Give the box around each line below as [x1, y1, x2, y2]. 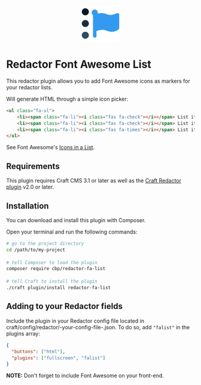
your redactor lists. [6, 83, 53, 91]
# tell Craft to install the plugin [6, 278, 98, 284]
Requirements [6, 161, 60, 171]
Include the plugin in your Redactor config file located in [6, 317, 145, 325]
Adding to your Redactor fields [6, 301, 123, 311]
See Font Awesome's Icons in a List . [6, 144, 95, 151]
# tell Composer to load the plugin [6, 259, 98, 265]
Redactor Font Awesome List [6, 57, 151, 71]
